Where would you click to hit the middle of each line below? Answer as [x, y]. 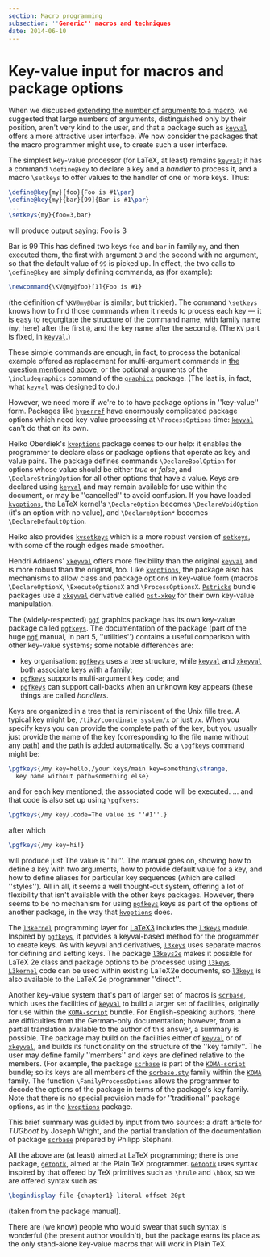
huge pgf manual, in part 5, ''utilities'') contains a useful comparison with [129, 636]
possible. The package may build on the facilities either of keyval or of [125, 1038]
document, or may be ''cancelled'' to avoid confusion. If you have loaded [130, 495]
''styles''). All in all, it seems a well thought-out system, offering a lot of [126, 887]
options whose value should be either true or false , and [100, 469]
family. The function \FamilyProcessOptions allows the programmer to [124, 1081]
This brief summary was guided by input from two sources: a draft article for [135, 1122]
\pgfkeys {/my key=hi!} [46, 846]
